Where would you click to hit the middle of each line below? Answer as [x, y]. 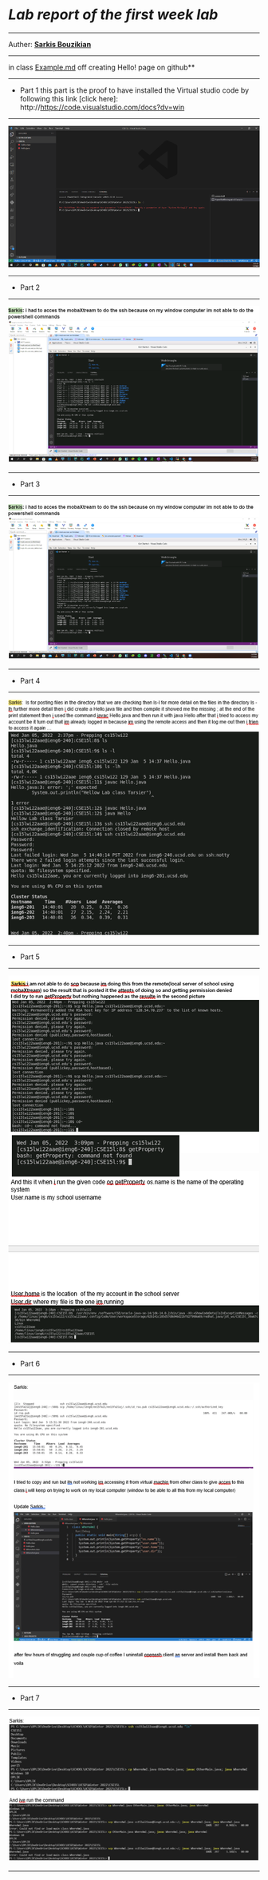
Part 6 [30, 1363]
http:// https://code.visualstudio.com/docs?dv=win [102, 107]
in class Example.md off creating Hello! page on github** [102, 67]
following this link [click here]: [69, 98]
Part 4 [30, 681]
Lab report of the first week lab [113, 15]
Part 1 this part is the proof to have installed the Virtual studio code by [134, 90]
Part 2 [30, 288]
